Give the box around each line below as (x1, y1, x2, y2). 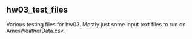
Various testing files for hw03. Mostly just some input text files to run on (6, 20, 186, 28)
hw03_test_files (6, 5, 68, 15)
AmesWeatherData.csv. (6, 27, 65, 34)
